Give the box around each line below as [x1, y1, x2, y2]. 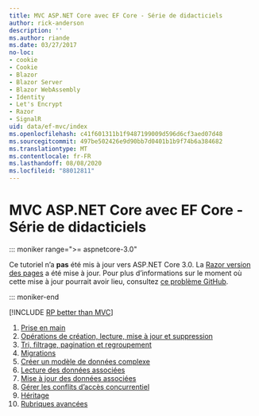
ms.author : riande [9, 33, 70, 42]
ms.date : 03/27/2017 [9, 41, 78, 49]
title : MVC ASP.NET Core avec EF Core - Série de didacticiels [9, 11, 223, 20]
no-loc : [9, 49, 35, 56]
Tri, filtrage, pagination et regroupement [20, 340, 152, 349]
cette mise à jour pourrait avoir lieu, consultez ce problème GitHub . [9, 276, 229, 286]
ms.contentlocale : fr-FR [9, 152, 91, 160]
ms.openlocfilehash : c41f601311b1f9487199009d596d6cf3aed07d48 [9, 130, 223, 138]
